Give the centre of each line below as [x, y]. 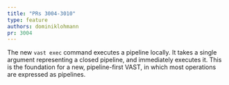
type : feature [28, 20]
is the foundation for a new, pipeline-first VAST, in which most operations [112, 67]
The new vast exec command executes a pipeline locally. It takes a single [112, 53]
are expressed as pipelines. [46, 75]
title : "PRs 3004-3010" [42, 13]
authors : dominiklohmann [43, 26]
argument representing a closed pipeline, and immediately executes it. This [114, 60]
